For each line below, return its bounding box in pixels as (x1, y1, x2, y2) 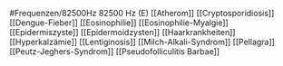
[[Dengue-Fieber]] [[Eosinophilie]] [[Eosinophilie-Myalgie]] (9, 17, 229, 28)
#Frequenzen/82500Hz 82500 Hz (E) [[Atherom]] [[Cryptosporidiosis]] (9, 8, 275, 18)
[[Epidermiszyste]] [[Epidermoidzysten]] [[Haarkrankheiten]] (9, 27, 236, 37)
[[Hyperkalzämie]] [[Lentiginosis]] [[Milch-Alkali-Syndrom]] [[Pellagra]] (9, 36, 275, 47)
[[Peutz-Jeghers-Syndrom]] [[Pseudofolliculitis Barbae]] (9, 46, 220, 57)
